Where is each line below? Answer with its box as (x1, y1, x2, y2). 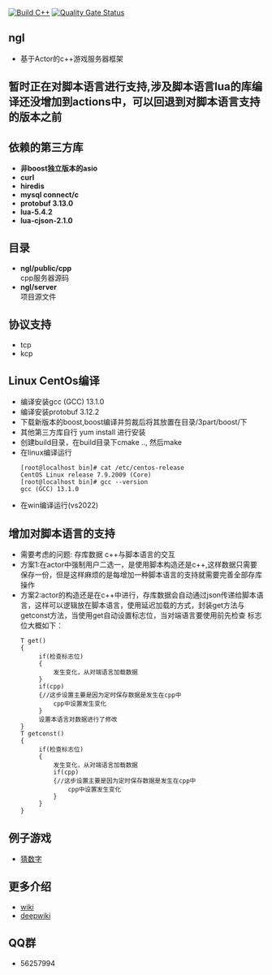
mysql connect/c (19, 190, 80, 200)
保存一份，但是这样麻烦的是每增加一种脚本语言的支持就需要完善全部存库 (19, 570, 262, 580)
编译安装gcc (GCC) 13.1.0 (19, 397, 105, 407)
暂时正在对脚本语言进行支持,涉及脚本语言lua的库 (8, 80, 252, 93)
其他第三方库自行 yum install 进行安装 (19, 427, 146, 438)
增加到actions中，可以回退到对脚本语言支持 (40, 95, 261, 109)
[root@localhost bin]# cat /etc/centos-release (19, 464, 184, 472)
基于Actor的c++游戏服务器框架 (19, 54, 124, 63)
